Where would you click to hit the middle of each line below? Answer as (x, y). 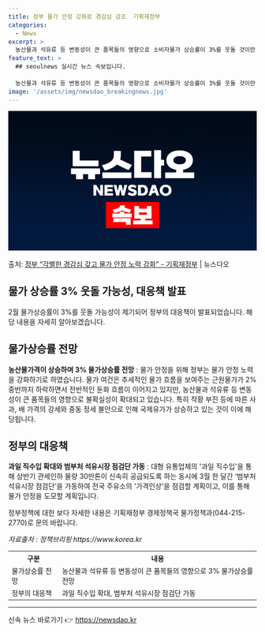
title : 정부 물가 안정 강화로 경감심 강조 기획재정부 (84, 17)
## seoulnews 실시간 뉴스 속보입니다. (71, 67)
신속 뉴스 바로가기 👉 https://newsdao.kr (73, 619)
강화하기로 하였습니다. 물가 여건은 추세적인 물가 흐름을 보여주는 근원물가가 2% (136, 380)
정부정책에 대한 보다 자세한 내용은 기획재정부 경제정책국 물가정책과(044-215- (127, 513)
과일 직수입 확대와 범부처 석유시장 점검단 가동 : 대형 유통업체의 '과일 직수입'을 (126, 466)
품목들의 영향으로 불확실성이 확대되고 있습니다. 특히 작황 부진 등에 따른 (140, 399)
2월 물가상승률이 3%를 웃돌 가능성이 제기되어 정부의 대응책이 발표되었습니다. (126, 312)
